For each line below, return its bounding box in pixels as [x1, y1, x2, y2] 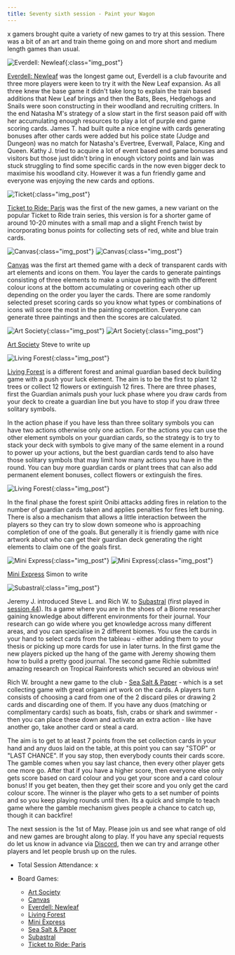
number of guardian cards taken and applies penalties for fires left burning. [7, 505, 224, 514]
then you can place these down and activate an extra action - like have [7, 715, 212, 724]
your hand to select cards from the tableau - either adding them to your [7, 634, 214, 643]
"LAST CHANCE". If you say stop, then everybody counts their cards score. [7, 751, 225, 760]
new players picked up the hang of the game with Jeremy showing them [7, 649, 216, 658]
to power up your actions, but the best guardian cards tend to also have [7, 448, 214, 457]
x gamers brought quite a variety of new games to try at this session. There [7, 30, 225, 38]
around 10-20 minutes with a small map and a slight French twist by [7, 219, 202, 227]
